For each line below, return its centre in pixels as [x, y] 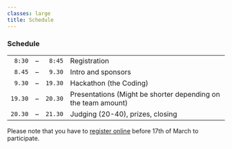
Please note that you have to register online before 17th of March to [103, 130]
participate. [23, 138]
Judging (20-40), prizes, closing [124, 114]
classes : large [29, 13]
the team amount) [99, 102]
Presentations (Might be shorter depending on [145, 94]
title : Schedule [30, 20]
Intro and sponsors [100, 71]
